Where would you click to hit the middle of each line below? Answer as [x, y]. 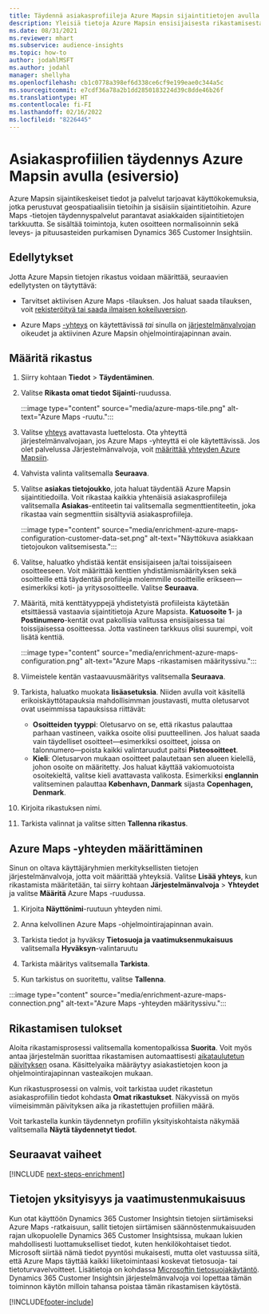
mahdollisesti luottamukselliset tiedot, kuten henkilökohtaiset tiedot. [121, 1244]
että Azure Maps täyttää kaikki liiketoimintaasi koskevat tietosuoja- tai [123, 1260]
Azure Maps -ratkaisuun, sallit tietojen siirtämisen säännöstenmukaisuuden [133, 1227]
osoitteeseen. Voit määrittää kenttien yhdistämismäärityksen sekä [129, 571]
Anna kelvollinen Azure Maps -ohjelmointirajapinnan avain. [117, 925]
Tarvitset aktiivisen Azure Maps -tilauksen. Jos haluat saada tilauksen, [136, 301]
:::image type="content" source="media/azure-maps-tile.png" [123, 408]
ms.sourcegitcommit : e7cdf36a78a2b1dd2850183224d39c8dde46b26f [117, 90]
